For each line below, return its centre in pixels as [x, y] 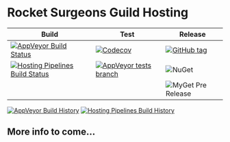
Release [193, 34]
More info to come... [51, 132]
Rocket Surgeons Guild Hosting [98, 13]
